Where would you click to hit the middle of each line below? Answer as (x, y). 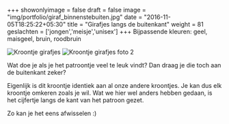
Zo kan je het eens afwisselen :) (52, 113)
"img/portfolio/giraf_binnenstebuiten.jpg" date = (75, 17)
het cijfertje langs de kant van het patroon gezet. (76, 100)
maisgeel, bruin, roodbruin (44, 39)
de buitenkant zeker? (37, 72)
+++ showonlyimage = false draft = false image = (77, 10)
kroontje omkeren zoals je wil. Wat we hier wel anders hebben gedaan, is (110, 93)
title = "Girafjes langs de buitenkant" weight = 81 (135, 24)
